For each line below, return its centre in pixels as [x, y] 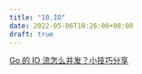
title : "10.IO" [38, 17]
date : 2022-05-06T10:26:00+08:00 [71, 26]
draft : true [31, 34]
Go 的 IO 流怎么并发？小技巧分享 [69, 61]
